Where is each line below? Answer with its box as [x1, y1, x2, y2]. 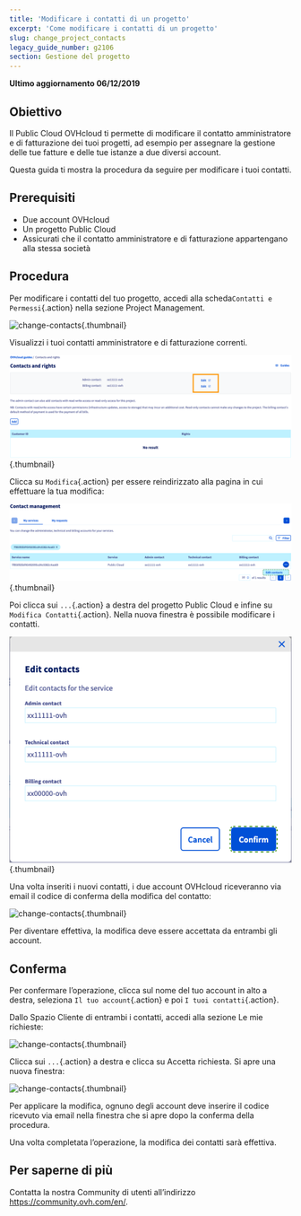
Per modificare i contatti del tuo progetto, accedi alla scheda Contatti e [9, 293, 273, 303]
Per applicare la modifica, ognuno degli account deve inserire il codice [9, 1100, 270, 1111]
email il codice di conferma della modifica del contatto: [9, 891, 212, 902]
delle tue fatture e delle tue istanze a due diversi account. [9, 146, 221, 157]
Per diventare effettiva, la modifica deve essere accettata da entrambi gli [9, 925, 278, 937]
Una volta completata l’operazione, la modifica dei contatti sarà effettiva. [9, 1136, 277, 1148]
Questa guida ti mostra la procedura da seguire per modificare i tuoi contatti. [9, 164, 292, 175]
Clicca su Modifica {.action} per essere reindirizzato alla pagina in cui [9, 476, 263, 486]
